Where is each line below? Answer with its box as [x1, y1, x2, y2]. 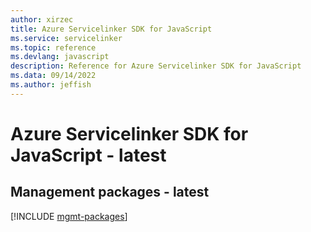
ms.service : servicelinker [10, 33, 123, 43]
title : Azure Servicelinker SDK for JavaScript [10, 24, 213, 34]
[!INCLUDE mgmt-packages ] [10, 210, 128, 222]
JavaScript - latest [10, 144, 167, 166]
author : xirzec [10, 14, 74, 25]
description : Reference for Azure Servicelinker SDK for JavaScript [10, 61, 302, 71]
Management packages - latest [10, 184, 210, 201]
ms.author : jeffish [10, 80, 92, 90]
